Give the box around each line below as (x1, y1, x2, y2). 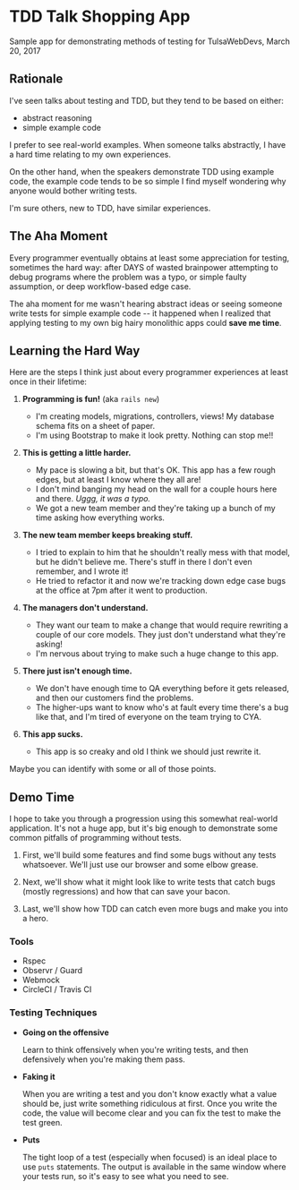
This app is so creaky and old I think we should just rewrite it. (35, 746, 261, 758)
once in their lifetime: (9, 376, 88, 387)
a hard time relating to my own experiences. (9, 149, 172, 159)
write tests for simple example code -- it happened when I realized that (9, 307, 271, 319)
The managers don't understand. (21, 603, 149, 613)
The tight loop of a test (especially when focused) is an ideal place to (21, 1151, 278, 1162)
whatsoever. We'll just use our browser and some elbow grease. (21, 860, 259, 870)
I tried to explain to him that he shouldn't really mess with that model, (35, 547, 291, 558)
